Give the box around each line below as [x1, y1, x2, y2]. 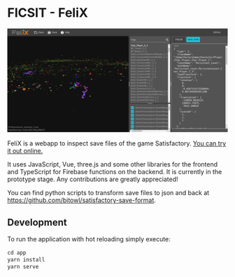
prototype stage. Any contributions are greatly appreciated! [7, 175, 178, 183]
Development [7, 216, 68, 228]
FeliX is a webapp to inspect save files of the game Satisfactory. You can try [7, 139, 226, 148]
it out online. [7, 147, 43, 155]
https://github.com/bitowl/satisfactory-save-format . [7, 196, 156, 204]
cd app [7, 249, 27, 256]
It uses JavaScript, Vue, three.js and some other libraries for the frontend [7, 160, 218, 169]
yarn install [7, 256, 45, 263]
